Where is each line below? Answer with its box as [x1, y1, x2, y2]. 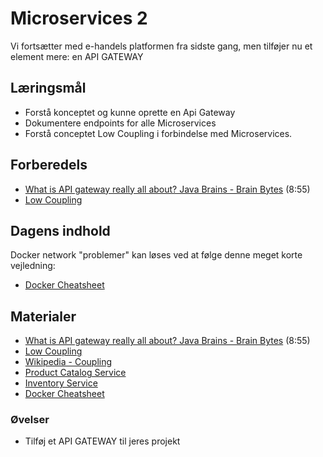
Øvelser [10, 413, 50, 427]
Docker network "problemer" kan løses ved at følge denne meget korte [10, 249, 303, 261]
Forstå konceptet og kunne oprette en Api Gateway [24, 106, 236, 118]
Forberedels [10, 157, 88, 174]
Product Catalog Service [24, 367, 127, 379]
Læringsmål [10, 80, 87, 97]
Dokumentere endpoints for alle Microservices [24, 117, 217, 129]
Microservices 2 [10, 7, 148, 30]
